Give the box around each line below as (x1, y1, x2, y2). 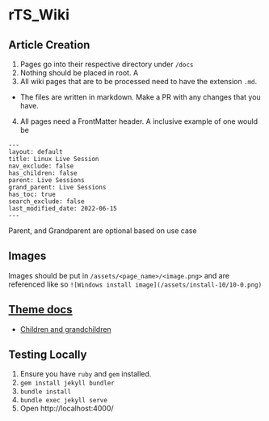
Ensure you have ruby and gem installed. (19, 369, 152, 379)
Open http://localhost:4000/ (19, 403, 115, 414)
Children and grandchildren (19, 324, 111, 334)
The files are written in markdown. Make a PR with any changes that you (19, 92, 261, 102)
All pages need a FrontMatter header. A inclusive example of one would (19, 117, 258, 126)
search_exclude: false (8, 198, 85, 206)
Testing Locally (8, 348, 87, 362)
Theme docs (8, 303, 73, 317)
